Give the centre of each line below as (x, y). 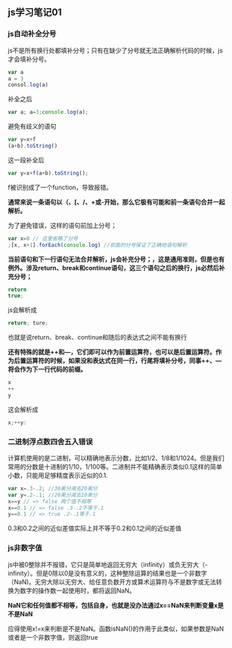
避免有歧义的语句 (32, 126)
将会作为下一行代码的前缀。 (47, 369)
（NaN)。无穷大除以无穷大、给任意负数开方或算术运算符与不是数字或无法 (112, 581)
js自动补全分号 (32, 34)
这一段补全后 (26, 160)
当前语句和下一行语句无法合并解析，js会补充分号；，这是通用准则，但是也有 (116, 259)
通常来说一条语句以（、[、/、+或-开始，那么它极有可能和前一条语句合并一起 (116, 202)
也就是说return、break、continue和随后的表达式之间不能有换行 (97, 338)
